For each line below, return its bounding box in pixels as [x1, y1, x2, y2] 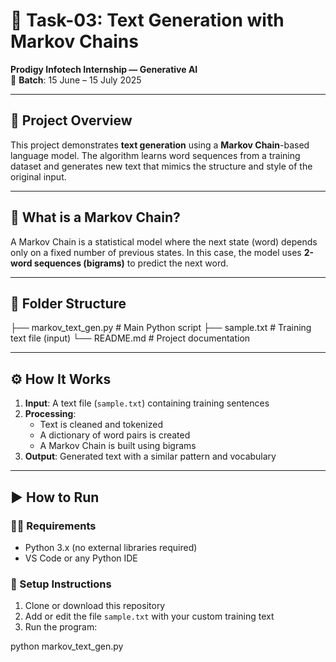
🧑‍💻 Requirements [10, 519, 97, 533]
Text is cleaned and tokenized [39, 419, 163, 431]
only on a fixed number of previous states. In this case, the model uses [10, 246, 302, 258]
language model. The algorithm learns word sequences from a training [10, 149, 301, 161]
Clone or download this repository [24, 600, 166, 612]
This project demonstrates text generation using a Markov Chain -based [10, 139, 310, 151]
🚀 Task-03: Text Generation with [10, 9, 285, 32]
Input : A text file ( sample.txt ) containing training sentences [24, 397, 270, 409]
